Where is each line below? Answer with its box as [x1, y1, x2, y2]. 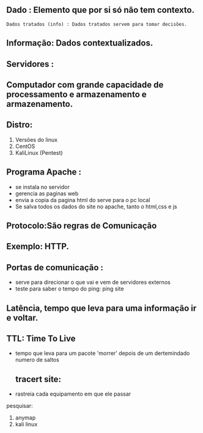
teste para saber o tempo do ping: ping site [15, 285, 124, 292]
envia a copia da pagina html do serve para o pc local [15, 196, 150, 203]
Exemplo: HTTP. [6, 241, 69, 252]
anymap [15, 414, 36, 421]
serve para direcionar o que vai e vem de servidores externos [15, 279, 171, 286]
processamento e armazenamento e [6, 89, 147, 99]
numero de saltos [15, 356, 59, 364]
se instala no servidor [15, 183, 70, 190]
